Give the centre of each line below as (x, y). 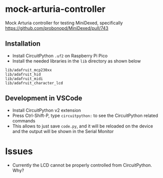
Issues (19, 151)
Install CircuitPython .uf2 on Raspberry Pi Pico (60, 56)
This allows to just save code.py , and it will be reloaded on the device (83, 126)
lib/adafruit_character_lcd (34, 83)
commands (24, 120)
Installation (23, 44)
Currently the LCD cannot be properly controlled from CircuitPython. (82, 165)
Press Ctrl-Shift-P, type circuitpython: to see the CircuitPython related (85, 116)
